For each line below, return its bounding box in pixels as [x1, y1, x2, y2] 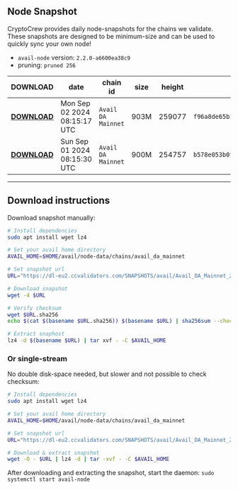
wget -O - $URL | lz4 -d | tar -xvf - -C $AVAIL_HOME [7, 456, 170, 463]
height [161, 81, 184, 91]
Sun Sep [60, 136, 89, 146]
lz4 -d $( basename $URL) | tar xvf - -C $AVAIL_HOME [7, 337, 166, 344]
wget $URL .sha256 [7, 311, 59, 318]
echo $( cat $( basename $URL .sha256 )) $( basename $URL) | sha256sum [7, 318, 211, 325]
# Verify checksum [7, 304, 62, 312]
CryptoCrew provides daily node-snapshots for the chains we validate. [7, 24, 214, 33]
